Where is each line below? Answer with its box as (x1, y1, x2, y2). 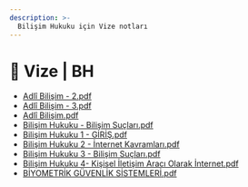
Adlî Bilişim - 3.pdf (22, 101, 93, 112)
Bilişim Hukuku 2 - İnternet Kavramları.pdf (22, 139, 180, 150)
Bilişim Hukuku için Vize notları (17, 22, 148, 31)
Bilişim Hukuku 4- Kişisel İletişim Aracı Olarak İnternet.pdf (22, 158, 239, 169)
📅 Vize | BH (9, 61, 94, 82)
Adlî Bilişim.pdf (22, 110, 79, 121)
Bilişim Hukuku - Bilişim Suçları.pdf (22, 120, 154, 131)
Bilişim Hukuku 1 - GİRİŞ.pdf (22, 129, 127, 141)
